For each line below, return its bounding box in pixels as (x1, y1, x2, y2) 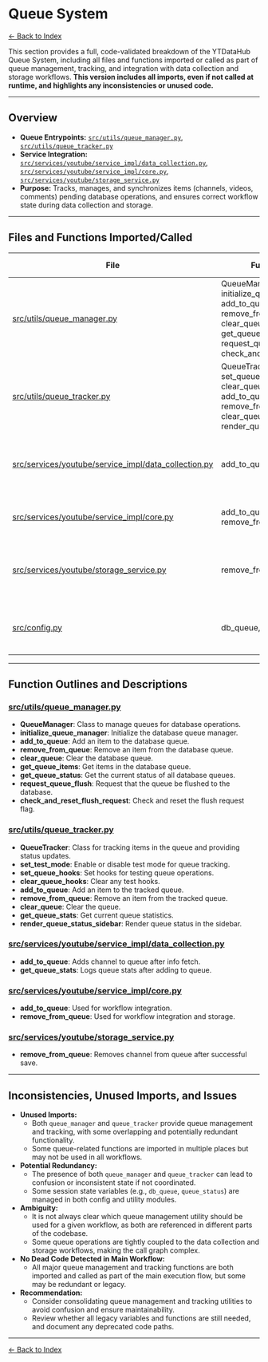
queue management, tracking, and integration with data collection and (8, 63, 239, 73)
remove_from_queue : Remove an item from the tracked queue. (19, 893, 228, 902)
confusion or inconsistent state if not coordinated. (31, 1178, 196, 1187)
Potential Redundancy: (19, 1161, 97, 1171)
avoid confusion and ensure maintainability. (31, 1305, 175, 1315)
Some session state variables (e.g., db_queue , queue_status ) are (31, 1186, 239, 1196)
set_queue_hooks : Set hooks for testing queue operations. (19, 867, 215, 878)
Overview (8, 111, 58, 124)
